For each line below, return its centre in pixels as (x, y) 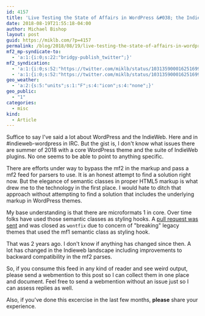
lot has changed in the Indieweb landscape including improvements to (94, 250)
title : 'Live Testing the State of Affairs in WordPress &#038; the (95, 18)
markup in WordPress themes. (44, 201)
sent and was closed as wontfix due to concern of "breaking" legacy (93, 226)
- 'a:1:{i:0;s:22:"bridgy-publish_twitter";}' (72, 57)
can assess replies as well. (40, 288)
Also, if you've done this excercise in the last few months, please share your (102, 300)
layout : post (23, 35)
